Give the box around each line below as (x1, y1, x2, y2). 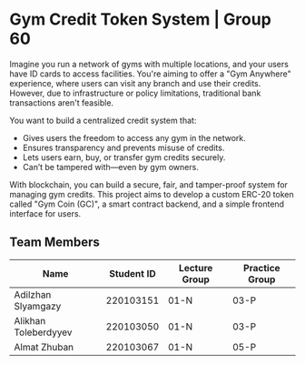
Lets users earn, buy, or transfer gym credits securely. (22, 151, 226, 163)
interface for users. (9, 208, 82, 218)
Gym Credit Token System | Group (9, 9, 272, 30)
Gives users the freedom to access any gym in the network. (22, 132, 247, 143)
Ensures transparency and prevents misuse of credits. (22, 142, 225, 153)
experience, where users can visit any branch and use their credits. (9, 77, 261, 88)
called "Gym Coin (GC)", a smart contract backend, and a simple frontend (9, 198, 284, 209)
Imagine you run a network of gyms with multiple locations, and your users (9, 58, 289, 69)
